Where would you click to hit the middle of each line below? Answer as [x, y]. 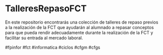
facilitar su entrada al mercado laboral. [44, 38]
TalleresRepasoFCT [46, 9]
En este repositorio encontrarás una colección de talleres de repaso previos [82, 22]
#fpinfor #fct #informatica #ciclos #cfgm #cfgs [53, 47]
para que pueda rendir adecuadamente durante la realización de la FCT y [79, 32]
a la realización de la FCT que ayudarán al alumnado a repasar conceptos [80, 27]
